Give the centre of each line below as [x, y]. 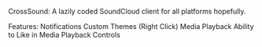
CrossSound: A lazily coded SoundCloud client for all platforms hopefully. [127, 11]
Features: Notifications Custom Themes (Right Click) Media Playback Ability [131, 26]
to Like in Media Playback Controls [64, 35]
